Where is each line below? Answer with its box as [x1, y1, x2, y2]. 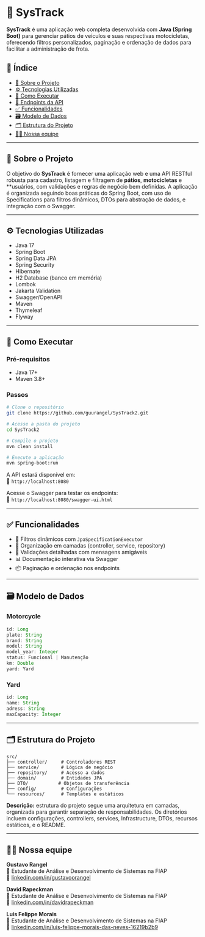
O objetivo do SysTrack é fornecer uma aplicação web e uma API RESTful [6, 170, 192, 177]
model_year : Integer [6, 649, 59, 655]
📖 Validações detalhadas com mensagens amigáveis [15, 549, 148, 556]
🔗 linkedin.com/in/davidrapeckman [6, 899, 94, 906]
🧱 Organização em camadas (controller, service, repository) [15, 542, 166, 549]
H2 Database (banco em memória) [15, 274, 103, 281]
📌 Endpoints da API [15, 98, 64, 106]
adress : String [6, 705, 45, 712]
